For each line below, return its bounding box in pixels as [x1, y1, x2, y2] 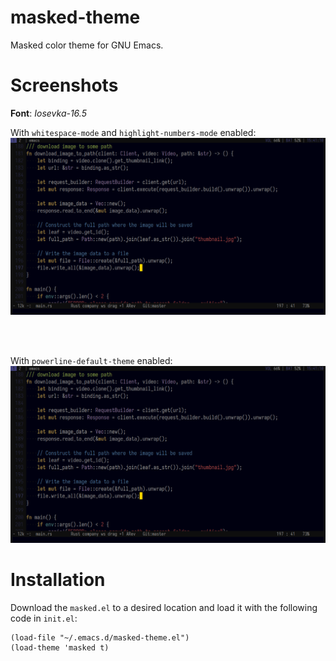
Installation [10, 569, 106, 591]
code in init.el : [10, 612, 78, 624]
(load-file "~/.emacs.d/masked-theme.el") [10, 632, 190, 643]
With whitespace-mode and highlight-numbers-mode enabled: [10, 126, 257, 138]
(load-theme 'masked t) [10, 642, 110, 653]
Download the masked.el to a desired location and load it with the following [10, 601, 318, 613]
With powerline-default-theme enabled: [10, 354, 173, 366]
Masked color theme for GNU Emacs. [10, 39, 164, 51]
